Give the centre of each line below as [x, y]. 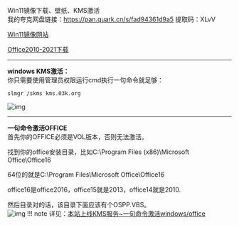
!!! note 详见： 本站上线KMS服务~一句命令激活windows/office [117, 214]
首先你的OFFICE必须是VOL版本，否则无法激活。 [78, 137]
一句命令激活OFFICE [37, 128]
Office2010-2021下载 [38, 49]
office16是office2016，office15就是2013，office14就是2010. [94, 190]
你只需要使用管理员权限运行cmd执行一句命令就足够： [85, 80]
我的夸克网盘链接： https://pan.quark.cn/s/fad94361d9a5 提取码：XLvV [111, 19]
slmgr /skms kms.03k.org [44, 94]
